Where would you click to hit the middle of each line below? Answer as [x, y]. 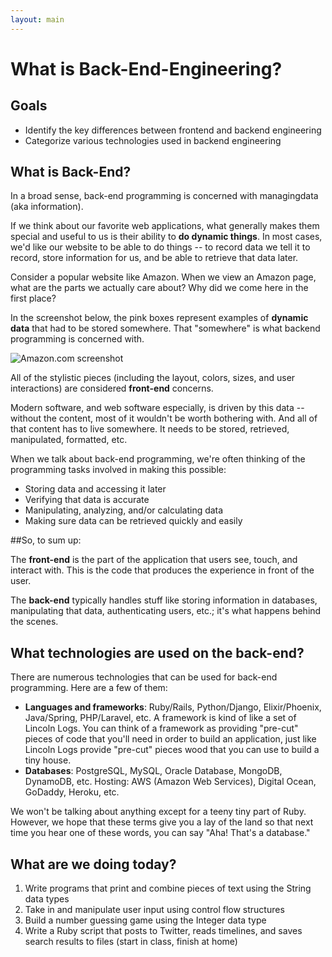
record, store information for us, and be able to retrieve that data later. [154, 258]
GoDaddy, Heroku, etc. [72, 792]
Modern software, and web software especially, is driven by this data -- [157, 408]
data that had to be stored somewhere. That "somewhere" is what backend [165, 328]
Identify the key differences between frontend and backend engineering [173, 130]
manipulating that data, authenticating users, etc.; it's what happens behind [166, 611]
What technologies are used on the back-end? [157, 652]
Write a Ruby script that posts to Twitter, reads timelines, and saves [163, 931]
